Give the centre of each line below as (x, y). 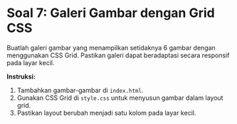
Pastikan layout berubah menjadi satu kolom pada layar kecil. (106, 113)
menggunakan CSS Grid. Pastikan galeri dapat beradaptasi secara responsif (118, 55)
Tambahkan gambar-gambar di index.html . (80, 90)
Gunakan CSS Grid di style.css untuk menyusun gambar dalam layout (120, 98)
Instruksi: (21, 77)
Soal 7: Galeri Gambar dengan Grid (111, 13)
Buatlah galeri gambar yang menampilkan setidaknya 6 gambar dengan (111, 47)
